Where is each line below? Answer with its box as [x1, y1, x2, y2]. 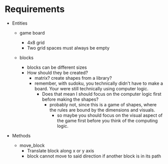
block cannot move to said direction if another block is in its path [27, 153, 161, 159]
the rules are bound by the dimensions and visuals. [49, 107, 155, 113]
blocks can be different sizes [27, 64, 88, 70]
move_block [19, 142, 45, 148]
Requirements [5, 4, 65, 15]
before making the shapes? [42, 96, 99, 102]
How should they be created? [27, 69, 89, 76]
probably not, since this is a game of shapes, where [49, 101, 157, 107]
